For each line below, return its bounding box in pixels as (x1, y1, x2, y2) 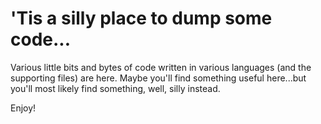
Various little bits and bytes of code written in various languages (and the (10, 61, 312, 73)
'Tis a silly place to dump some (10, 7, 273, 30)
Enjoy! (10, 102, 37, 114)
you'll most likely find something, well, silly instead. (10, 82, 221, 94)
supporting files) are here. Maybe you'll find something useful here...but (10, 72, 307, 84)
